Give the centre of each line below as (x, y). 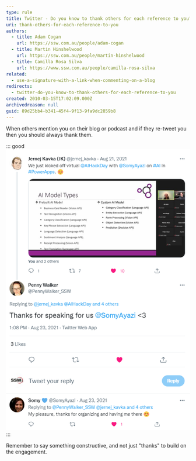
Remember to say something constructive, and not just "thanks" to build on (96, 446)
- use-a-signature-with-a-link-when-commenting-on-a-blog (83, 80)
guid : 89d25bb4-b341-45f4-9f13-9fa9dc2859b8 (61, 111)
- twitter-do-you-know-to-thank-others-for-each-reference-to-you (94, 93)
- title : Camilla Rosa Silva (47, 61)
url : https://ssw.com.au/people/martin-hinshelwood (80, 56)
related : (17, 74)
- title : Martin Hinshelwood (47, 50)
